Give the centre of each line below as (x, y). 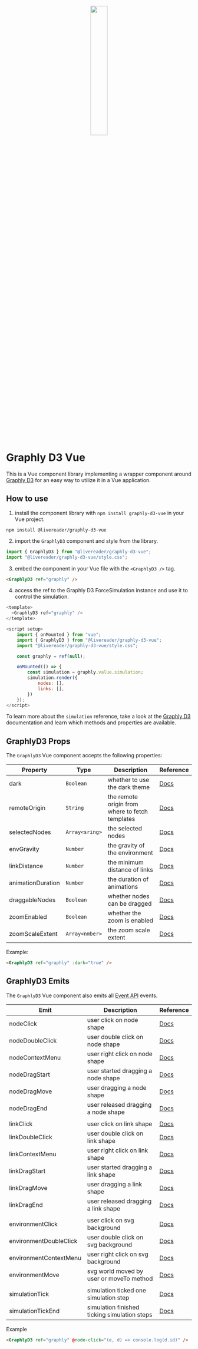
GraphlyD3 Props (38, 741)
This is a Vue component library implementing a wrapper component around (99, 474)
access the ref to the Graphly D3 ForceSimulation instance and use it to (101, 591)
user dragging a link (115, 1184)
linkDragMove (29, 1188)
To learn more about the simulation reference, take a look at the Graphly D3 (98, 717)
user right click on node (120, 1054)
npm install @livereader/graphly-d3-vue (57, 530)
